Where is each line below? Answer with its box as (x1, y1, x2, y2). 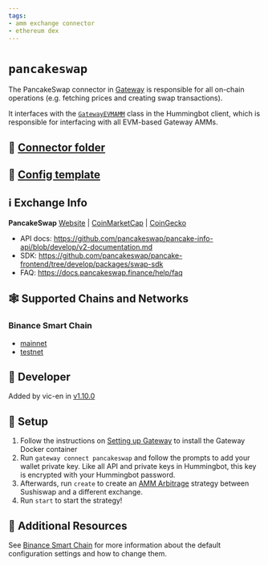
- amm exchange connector (8, 19, 95, 27)
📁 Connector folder (8, 140, 106, 154)
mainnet (19, 338, 47, 348)
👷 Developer (8, 370, 71, 384)
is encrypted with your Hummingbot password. (19, 470, 176, 480)
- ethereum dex (8, 26, 59, 35)
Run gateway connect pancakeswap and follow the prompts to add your (19, 453, 250, 462)
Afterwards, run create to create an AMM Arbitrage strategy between (19, 478, 250, 488)
